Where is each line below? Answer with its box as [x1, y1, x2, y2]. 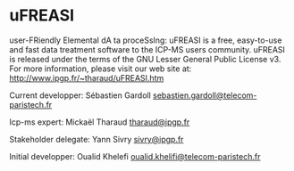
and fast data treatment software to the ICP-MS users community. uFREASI [9, 44, 286, 54]
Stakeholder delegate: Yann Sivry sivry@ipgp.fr [9, 134, 184, 144]
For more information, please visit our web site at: [9, 63, 192, 74]
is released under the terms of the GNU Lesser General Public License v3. [9, 53, 281, 64]
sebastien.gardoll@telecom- [153, 90, 257, 101]
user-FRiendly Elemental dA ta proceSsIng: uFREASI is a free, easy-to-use [9, 35, 282, 45]
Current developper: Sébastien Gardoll [9, 90, 152, 101]
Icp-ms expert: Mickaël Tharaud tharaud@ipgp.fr [9, 117, 190, 127]
